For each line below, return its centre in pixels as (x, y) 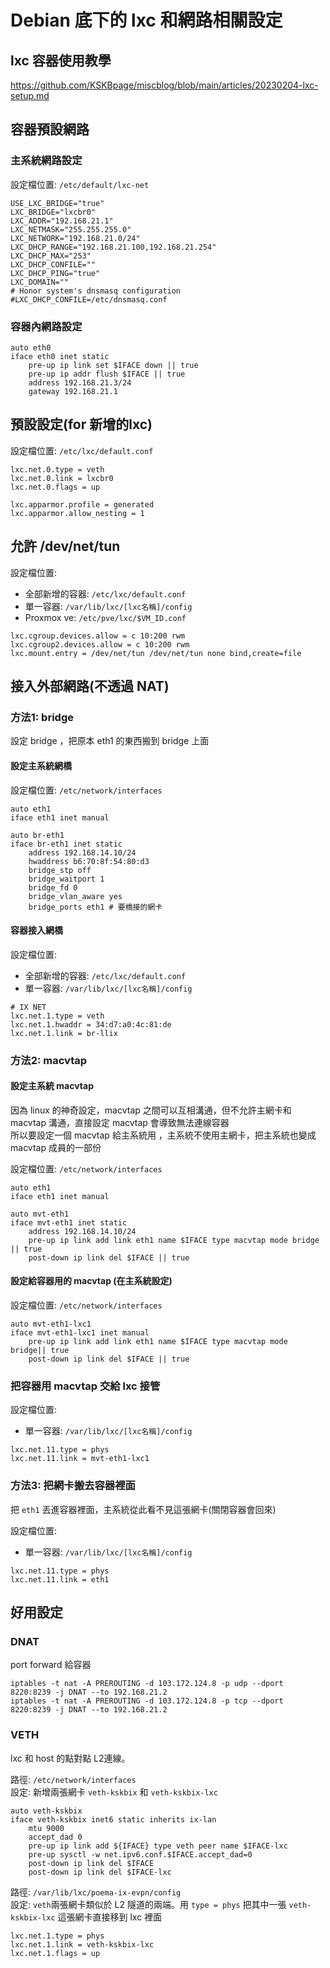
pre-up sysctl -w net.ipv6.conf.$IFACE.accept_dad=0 (140, 1854)
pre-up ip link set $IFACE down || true (113, 365)
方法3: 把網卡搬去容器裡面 (73, 1486)
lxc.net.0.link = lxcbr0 (62, 478)
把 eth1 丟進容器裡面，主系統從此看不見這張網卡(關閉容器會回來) (143, 1509)
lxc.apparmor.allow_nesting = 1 (77, 513)
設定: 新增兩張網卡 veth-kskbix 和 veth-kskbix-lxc (114, 1792)
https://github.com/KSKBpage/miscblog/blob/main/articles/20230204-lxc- (164, 85)
